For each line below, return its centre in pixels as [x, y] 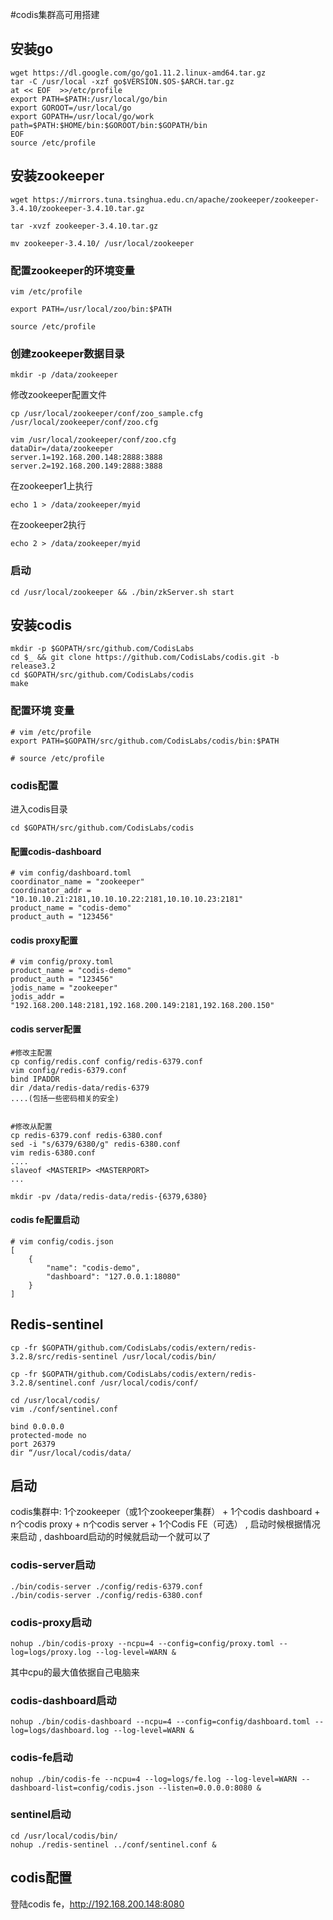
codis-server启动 [53, 1565]
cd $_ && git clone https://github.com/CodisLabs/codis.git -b [145, 658]
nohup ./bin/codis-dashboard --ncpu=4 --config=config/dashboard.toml [160, 1722]
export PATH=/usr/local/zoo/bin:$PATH [91, 309]
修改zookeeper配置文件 [59, 395]
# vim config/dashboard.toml [71, 873]
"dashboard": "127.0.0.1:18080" [114, 1276]
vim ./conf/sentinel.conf [64, 1409]
